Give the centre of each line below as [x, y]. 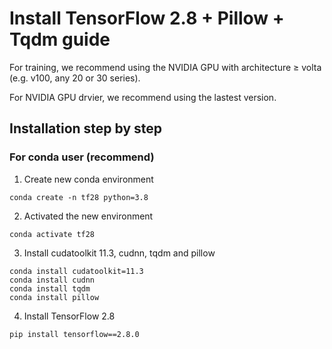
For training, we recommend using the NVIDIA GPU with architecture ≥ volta [165, 67]
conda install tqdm [50, 288]
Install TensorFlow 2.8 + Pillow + [147, 18]
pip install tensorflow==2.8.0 [74, 334]
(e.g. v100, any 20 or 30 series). [75, 78]
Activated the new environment [88, 216]
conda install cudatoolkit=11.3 [76, 271]
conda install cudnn [52, 280]
